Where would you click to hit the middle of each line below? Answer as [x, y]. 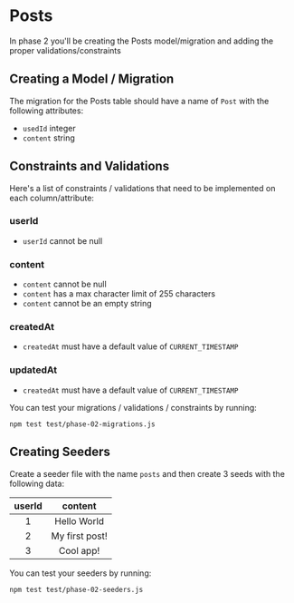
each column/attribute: [52, 198]
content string [48, 138]
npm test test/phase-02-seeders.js [76, 589]
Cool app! [79, 550]
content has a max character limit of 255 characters [119, 294]
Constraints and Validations [90, 166]
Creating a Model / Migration [92, 79]
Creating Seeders [60, 452]
